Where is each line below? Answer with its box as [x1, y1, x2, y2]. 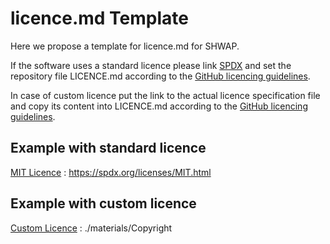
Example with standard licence [10, 140, 207, 157]
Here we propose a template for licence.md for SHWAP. [10, 40, 240, 52]
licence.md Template [10, 7, 189, 30]
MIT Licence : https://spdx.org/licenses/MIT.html [10, 166, 212, 178]
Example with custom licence [10, 195, 197, 212]
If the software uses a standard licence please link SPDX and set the [10, 59, 292, 71]
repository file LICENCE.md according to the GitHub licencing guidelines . [10, 70, 311, 82]
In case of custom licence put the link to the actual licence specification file [10, 89, 321, 101]
